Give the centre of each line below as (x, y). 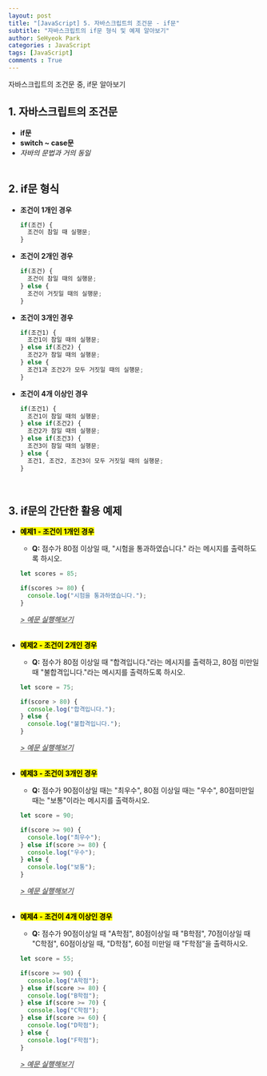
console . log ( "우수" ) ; (62, 852)
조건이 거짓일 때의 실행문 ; (65, 293)
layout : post (30, 16)
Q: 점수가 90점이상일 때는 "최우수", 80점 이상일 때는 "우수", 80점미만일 (143, 791)
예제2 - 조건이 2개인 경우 (58, 645)
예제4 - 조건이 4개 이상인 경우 (66, 917)
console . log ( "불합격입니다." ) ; (74, 724)
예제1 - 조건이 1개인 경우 (57, 532)
